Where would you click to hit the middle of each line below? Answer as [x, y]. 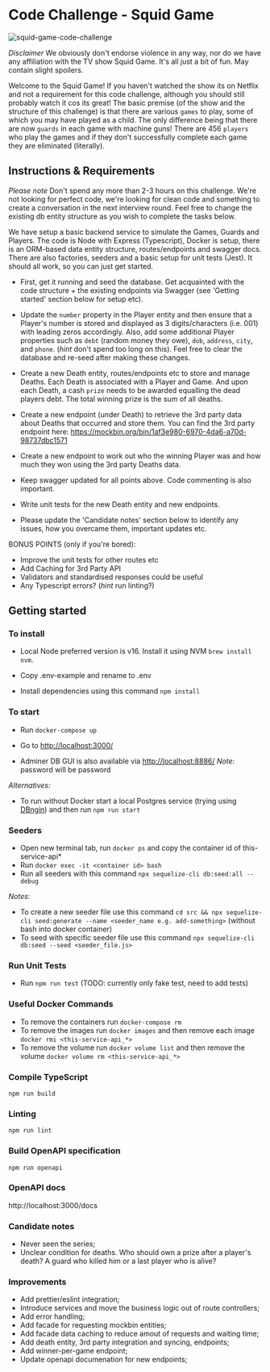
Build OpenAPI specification [64, 1151]
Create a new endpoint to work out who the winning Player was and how [140, 456]
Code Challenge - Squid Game [112, 15]
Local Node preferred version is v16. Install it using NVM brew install [136, 651]
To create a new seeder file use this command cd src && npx [121, 912]
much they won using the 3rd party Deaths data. [100, 464]
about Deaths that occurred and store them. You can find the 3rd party [137, 423]
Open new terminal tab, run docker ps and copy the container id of [131, 848]
